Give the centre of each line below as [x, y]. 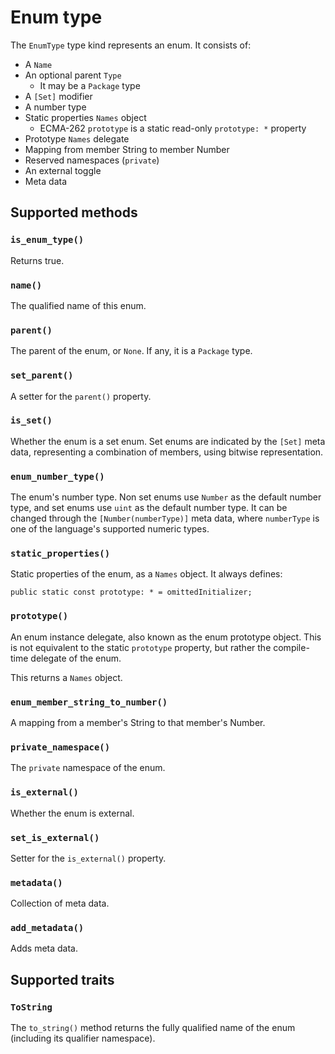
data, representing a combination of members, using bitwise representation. [167, 452]
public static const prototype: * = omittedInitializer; [131, 592]
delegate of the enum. [76, 658]
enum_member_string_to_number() [89, 702]
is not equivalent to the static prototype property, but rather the [141, 647]
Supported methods [74, 212]
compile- [291, 647]
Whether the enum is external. [72, 813]
